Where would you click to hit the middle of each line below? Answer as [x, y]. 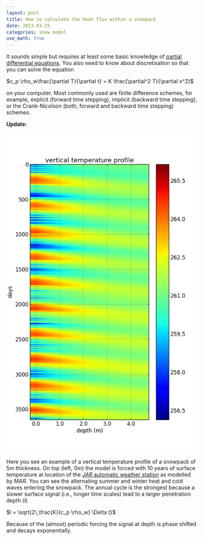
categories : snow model [36, 32]
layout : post [23, 13]
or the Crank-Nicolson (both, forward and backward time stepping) [90, 106]
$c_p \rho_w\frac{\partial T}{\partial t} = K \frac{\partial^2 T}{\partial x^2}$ [100, 81]
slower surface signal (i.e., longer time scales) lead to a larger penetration [99, 494]
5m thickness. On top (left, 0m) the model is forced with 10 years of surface [101, 468]
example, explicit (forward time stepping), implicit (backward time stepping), [102, 100]
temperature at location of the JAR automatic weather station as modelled [99, 475]
